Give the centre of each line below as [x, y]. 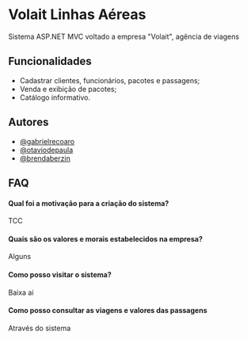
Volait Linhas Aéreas [77, 15]
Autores [28, 122]
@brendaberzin [45, 158]
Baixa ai [21, 292]
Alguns [20, 257]
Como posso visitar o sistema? [60, 274]
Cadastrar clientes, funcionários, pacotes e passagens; [110, 80]
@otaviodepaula [46, 150]
